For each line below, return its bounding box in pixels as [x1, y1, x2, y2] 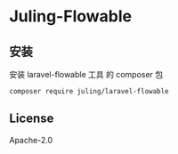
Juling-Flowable [9, 6, 132, 27]
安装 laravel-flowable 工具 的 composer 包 [9, 69, 164, 79]
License [9, 111, 54, 126]
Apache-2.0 [9, 134, 53, 145]
